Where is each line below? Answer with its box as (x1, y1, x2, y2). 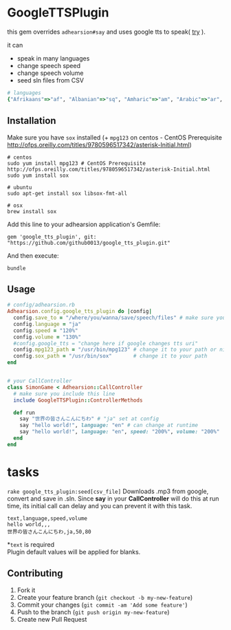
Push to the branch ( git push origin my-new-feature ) (16, 607, 170, 616)
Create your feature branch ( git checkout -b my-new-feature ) (16, 593, 193, 601)
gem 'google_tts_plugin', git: (7, 233, 97, 240)
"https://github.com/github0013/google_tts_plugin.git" (7, 239, 170, 246)
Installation (7, 115, 56, 127)
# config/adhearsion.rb (7, 301, 76, 309)
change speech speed (16, 61, 81, 69)
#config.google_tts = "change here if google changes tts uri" (13, 340, 198, 347)
